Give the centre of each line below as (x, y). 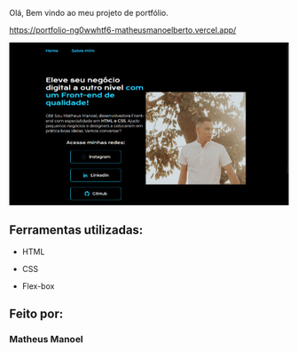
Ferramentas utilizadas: (76, 230)
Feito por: (36, 314)
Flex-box (38, 286)
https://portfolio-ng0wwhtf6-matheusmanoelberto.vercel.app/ (123, 30)
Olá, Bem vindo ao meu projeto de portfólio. (89, 13)
